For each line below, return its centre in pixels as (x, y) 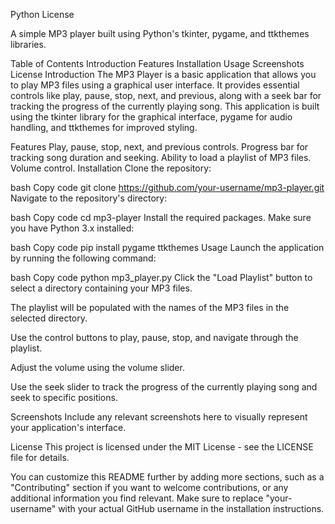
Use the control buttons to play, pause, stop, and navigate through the (154, 337)
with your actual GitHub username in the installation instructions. (191, 508)
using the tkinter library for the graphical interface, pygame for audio (151, 117)
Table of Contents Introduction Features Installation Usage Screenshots (157, 63)
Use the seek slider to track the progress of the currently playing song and (164, 387)
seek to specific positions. (64, 397)
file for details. (40, 457)
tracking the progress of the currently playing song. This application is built (165, 106)
